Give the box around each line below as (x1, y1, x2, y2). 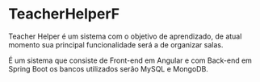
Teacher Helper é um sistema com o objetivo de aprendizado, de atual (8, 31, 242, 41)
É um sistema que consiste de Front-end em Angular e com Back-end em (8, 55, 253, 65)
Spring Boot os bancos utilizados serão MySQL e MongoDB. (8, 64, 208, 73)
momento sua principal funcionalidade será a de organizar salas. (8, 39, 224, 49)
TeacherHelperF (8, 5, 120, 23)
